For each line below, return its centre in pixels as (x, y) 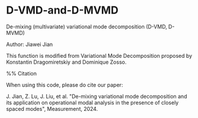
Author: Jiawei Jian (30, 44)
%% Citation (22, 73)
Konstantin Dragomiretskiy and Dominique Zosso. (66, 62)
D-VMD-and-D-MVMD (62, 10)
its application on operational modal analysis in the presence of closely (92, 102)
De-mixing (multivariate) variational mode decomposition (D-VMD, (87, 27)
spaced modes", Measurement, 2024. (52, 109)
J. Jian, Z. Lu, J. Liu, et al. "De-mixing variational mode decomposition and (97, 96)
